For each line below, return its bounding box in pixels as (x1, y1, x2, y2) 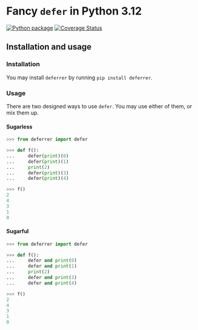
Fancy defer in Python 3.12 (6, 4, 142, 18)
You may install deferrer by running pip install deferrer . (6, 74, 153, 81)
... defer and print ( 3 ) (6, 274, 78, 281)
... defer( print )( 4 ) (6, 176, 69, 182)
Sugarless (6, 123, 33, 130)
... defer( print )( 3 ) (6, 170, 69, 176)
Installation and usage (6, 42, 92, 52)
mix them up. (6, 109, 39, 116)
